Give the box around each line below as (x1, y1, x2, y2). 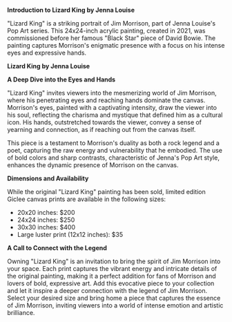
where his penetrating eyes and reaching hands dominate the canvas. (7, 96, 206, 104)
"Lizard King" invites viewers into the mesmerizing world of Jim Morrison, (7, 89, 217, 97)
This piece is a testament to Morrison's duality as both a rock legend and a (7, 139, 220, 147)
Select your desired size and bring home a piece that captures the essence (7, 294, 221, 302)
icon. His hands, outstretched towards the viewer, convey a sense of (7, 118, 202, 126)
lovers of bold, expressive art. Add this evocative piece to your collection (7, 279, 215, 287)
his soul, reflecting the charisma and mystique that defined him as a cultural (7, 111, 223, 119)
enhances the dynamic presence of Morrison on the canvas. (7, 161, 179, 169)
